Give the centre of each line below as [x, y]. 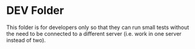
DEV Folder [35, 11]
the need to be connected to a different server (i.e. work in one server [94, 33]
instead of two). [26, 40]
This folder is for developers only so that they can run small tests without [98, 27]
